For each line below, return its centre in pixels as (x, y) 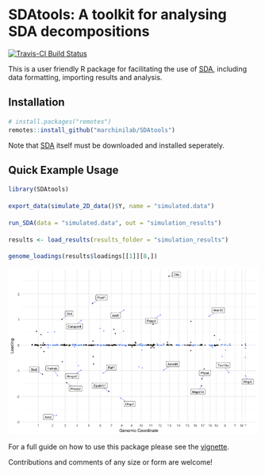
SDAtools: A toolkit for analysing (118, 15)
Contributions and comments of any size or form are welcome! (110, 462)
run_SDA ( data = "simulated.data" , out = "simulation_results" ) (115, 223)
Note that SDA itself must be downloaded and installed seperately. (116, 145)
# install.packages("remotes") (60, 122)
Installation (36, 102)
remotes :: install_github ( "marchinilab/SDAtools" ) (92, 130)
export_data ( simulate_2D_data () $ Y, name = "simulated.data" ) (111, 207)
